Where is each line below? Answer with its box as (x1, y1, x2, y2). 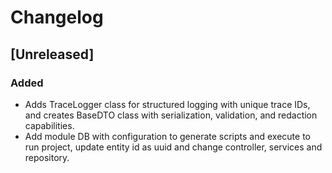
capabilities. (24, 119, 75, 131)
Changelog (10, 6, 104, 29)
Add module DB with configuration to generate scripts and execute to (24, 130, 311, 142)
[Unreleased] (10, 46, 95, 63)
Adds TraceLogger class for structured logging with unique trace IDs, (24, 98, 311, 110)
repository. (24, 151, 70, 163)
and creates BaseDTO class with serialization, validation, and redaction (24, 109, 318, 121)
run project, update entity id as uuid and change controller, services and (24, 141, 323, 153)
